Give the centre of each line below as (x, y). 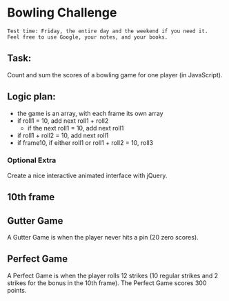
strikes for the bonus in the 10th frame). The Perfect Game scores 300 (107, 283)
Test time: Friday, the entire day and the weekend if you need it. (108, 31)
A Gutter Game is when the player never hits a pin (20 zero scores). (103, 237)
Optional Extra (32, 160)
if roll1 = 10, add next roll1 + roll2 (63, 120)
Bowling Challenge (62, 13)
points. (17, 290)
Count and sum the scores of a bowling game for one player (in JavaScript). (115, 75)
